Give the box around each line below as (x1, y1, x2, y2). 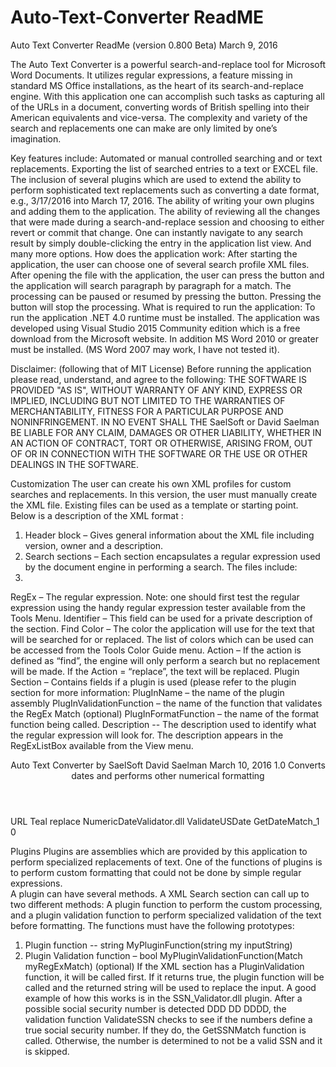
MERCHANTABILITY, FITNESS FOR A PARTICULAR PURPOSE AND (10, 405, 284, 417)
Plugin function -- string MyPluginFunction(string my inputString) (24, 939, 293, 951)
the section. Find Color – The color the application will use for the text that (10, 622, 315, 635)
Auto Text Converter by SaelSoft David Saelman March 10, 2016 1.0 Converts (10, 759, 326, 771)
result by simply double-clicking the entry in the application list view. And (10, 237, 312, 249)
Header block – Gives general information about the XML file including (24, 529, 315, 541)
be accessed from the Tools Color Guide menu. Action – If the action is (10, 644, 302, 656)
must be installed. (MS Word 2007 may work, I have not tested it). (10, 343, 280, 355)
